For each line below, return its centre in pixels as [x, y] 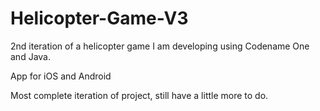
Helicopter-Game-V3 [99, 18]
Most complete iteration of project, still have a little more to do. [139, 95]
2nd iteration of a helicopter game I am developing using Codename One [160, 46]
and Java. [30, 56]
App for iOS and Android [61, 76]
